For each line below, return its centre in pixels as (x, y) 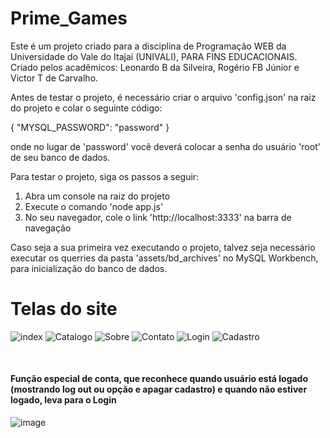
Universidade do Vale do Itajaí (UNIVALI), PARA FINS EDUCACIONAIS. (154, 56)
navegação (48, 228)
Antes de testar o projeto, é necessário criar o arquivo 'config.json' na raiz (163, 97)
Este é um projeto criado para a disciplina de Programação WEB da (148, 46)
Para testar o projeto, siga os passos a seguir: (105, 176)
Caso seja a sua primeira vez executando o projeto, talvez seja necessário (163, 247)
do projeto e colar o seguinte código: (86, 108)
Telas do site (64, 309)
